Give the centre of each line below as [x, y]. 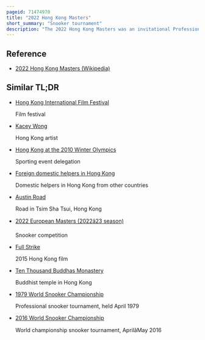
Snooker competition [41, 235]
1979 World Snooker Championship [59, 294]
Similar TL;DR [33, 88]
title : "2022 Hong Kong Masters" [49, 18]
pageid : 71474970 [28, 12]
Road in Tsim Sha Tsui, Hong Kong [58, 209]
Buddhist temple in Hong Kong [54, 282]
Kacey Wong [31, 126]
